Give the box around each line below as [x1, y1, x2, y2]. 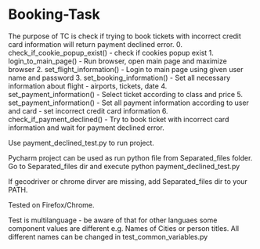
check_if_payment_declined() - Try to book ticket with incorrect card [8, 114, 229, 124]
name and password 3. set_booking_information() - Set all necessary [8, 73, 231, 82]
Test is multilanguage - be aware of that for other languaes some [8, 215, 218, 225]
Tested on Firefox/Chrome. [8, 200, 96, 209]
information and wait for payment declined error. [8, 123, 164, 132]
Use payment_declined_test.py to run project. [8, 138, 155, 147]
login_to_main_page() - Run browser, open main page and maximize [8, 56, 227, 66]
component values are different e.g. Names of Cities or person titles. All [8, 223, 240, 233]
